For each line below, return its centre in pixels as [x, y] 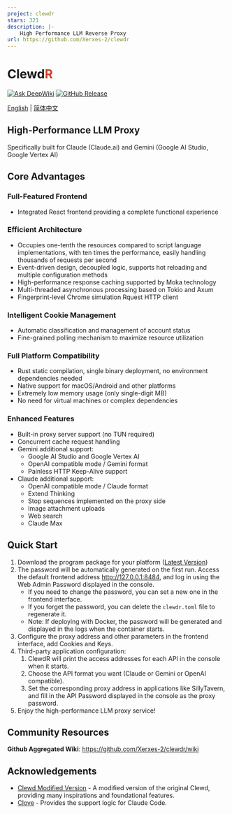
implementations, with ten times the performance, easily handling [111, 252]
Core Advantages [46, 176]
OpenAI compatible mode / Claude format [88, 486]
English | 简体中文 [33, 108]
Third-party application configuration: [72, 651]
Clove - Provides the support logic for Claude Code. [92, 803]
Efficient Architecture [45, 230]
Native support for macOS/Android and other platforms [96, 386]
